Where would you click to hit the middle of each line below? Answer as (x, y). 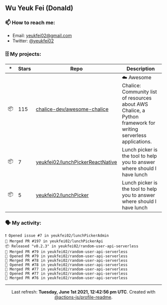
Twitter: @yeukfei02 (33, 41)
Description (141, 68)
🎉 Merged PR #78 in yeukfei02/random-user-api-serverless (66, 261)
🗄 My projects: (23, 54)
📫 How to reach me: (30, 23)
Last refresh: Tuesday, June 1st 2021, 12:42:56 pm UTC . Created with (83, 292)
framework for (138, 123)
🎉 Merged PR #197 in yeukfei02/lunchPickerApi (54, 241)
